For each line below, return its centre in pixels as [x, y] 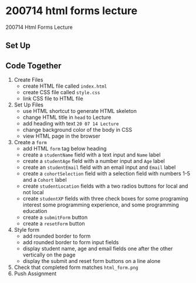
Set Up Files [28, 105]
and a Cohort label [45, 180]
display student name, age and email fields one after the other [98, 249]
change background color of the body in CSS [77, 130]
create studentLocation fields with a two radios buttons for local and [105, 186]
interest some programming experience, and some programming [101, 205]
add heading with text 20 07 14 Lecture [71, 124]
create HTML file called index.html [65, 86]
